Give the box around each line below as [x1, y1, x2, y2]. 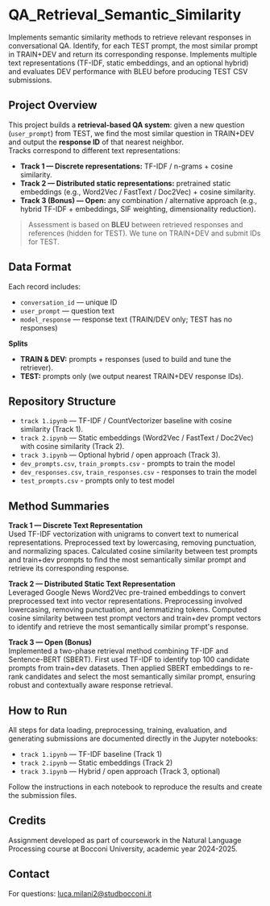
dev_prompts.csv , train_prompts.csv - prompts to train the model [19, 459, 235, 468]
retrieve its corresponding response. [8, 563, 130, 573]
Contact [8, 867, 50, 881]
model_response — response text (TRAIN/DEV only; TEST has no [19, 314, 232, 324]
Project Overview [8, 98, 98, 112]
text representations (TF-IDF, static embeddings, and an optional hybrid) [8, 58, 249, 68]
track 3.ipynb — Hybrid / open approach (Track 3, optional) [19, 767, 221, 775]
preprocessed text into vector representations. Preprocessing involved [8, 596, 243, 606]
